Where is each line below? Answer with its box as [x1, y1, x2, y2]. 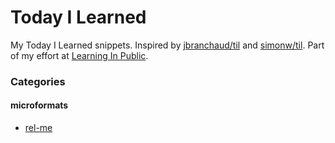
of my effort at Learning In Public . [10, 49, 149, 61]
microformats [10, 99, 69, 111]
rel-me [24, 122, 53, 134]
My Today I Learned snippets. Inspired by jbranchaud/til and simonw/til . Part [10, 39, 325, 51]
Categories [10, 74, 66, 88]
